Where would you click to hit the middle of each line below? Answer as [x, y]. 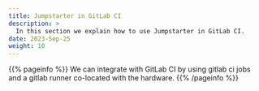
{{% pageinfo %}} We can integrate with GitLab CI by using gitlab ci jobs [129, 69]
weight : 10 [27, 46]
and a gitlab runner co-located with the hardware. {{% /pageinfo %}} [124, 78]
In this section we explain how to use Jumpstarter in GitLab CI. [130, 31]
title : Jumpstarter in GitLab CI [65, 16]
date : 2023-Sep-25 [39, 39]
